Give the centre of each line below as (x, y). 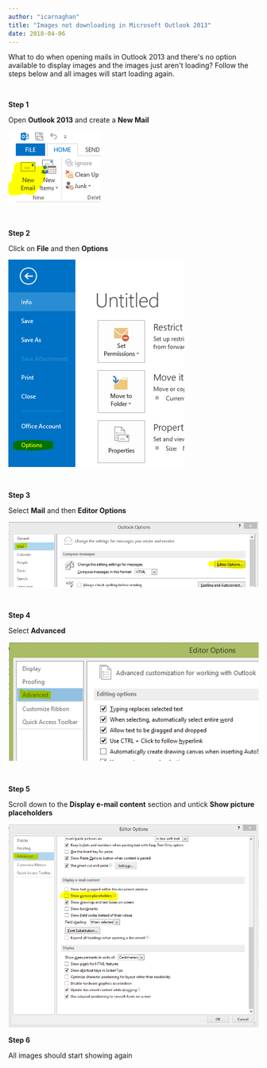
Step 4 (19, 615)
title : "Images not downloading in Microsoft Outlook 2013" (110, 25)
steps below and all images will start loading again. (91, 74)
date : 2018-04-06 (37, 33)
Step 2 (19, 233)
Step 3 (19, 495)
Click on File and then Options (58, 249)
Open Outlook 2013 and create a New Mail (79, 120)
